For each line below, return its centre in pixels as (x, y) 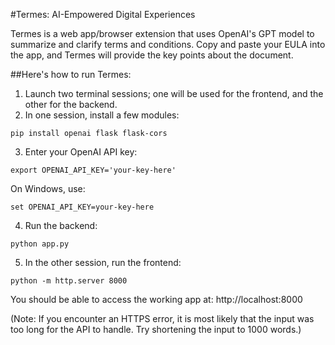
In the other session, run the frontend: (103, 262)
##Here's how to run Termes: (71, 74)
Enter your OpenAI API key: (81, 152)
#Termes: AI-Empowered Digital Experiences (103, 14)
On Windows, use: (48, 188)
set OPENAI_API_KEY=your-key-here (82, 207)
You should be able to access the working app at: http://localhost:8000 (156, 299)
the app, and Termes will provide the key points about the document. (152, 55)
